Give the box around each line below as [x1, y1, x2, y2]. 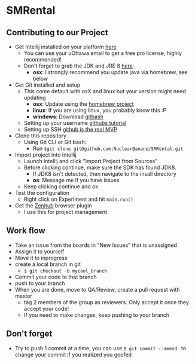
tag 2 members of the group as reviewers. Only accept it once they [23, 298, 190, 305]
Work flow [6, 225, 46, 236]
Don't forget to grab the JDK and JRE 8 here [23, 62, 133, 69]
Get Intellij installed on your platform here [14, 43, 117, 50]
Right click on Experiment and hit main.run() [23, 195, 133, 203]
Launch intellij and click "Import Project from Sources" [23, 158, 158, 164]
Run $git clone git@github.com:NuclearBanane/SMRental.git [32, 145, 184, 152]
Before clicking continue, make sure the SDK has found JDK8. [23, 164, 176, 171]
